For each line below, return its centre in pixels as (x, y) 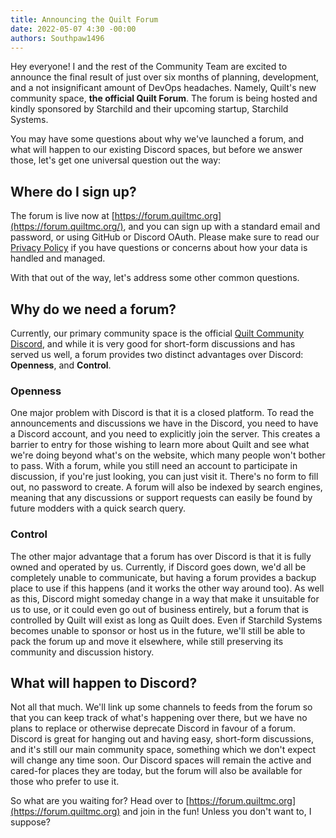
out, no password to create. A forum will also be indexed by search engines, (166, 487)
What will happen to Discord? (104, 682)
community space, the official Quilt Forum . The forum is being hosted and (164, 98)
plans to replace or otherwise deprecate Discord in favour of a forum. (153, 728)
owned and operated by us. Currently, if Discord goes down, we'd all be (158, 567)
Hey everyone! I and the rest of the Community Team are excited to (149, 67)
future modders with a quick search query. (98, 508)
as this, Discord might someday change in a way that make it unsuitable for (165, 598)
